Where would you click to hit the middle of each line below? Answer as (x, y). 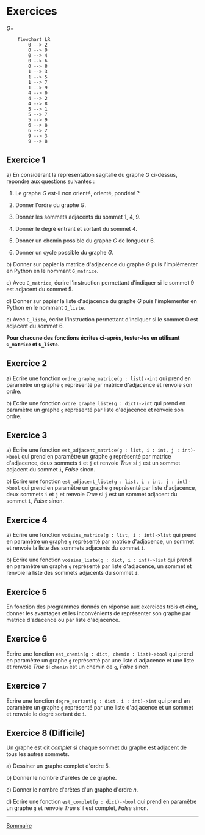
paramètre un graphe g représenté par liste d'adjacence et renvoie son (95, 410)
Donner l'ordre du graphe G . (51, 205)
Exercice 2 (27, 363)
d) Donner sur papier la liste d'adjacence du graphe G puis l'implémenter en (102, 301)
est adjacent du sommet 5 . (40, 289)
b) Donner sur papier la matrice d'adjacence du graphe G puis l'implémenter (102, 264)
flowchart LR (34, 39)
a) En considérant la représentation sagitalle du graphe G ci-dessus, (92, 174)
